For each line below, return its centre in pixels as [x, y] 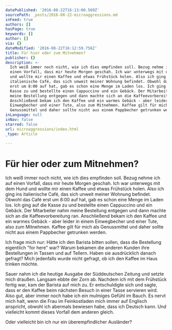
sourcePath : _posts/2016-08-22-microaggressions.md [61, 15]
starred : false [21, 124]
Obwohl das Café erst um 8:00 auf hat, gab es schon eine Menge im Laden [84, 200]
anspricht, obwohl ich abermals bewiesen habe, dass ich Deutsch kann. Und [86, 307]
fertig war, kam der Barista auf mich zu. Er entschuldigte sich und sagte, [81, 285]
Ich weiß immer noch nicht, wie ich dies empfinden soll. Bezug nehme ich [83, 178]
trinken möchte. [22, 264]
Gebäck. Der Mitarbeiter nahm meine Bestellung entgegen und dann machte [86, 211]
